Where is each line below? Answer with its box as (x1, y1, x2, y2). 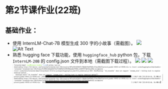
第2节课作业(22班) (5, 4, 81, 16)
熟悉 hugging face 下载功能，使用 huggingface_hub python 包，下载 (12, 52, 151, 57)
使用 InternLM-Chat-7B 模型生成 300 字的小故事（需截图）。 (12, 40, 136, 46)
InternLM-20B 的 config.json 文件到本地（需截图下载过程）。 (12, 58, 134, 64)
